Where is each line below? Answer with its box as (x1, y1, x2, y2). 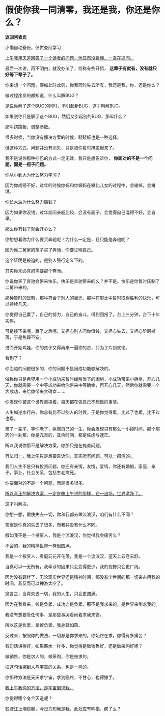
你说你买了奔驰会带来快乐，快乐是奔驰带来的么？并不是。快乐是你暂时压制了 (5, 278, 160, 284)
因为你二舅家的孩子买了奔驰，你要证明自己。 (5, 247, 96, 252)
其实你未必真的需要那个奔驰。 (5, 268, 65, 274)
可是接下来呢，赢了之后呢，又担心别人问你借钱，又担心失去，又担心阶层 (5, 328, 151, 334)
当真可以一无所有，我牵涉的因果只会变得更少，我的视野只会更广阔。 (5, 563, 143, 569)
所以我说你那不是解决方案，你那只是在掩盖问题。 (5, 442, 104, 448)
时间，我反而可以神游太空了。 (5, 580, 65, 586)
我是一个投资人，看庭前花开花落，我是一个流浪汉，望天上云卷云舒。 (5, 553, 143, 559)
